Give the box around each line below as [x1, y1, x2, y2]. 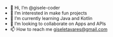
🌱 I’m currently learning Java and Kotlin [10, 15, 93, 21]
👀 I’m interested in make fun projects [10, 10, 88, 16]
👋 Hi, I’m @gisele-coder [10, 5, 60, 10]
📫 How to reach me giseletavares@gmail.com [10, 26, 108, 32]
